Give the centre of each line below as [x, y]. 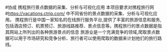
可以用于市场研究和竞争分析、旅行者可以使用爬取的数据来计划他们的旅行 [83, 38]
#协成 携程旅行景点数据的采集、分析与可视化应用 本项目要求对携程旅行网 [80, 7]
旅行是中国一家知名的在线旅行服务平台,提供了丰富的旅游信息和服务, [92, 20]
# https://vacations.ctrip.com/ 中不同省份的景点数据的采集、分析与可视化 [79, 13]
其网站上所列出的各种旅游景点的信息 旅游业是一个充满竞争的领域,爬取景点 [80, 32]
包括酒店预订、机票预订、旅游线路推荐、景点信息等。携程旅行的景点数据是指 [83, 26]
